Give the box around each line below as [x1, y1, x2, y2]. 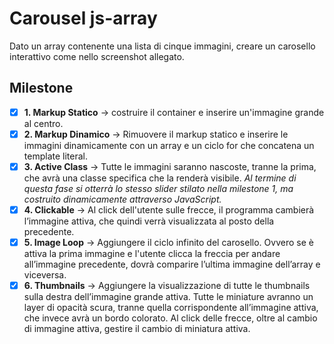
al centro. [23, 117, 64, 129]
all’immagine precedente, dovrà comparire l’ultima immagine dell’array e [23, 258, 321, 271]
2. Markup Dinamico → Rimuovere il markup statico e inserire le [23, 128, 289, 140]
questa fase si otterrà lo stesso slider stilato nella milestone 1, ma [23, 182, 294, 194]
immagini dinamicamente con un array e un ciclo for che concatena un [23, 139, 315, 151]
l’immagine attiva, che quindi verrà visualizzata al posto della [23, 215, 275, 227]
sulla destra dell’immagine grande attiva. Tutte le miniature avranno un [23, 291, 314, 303]
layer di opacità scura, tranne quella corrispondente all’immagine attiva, [23, 302, 319, 314]
